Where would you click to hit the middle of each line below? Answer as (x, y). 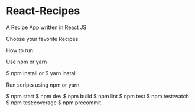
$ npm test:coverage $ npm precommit (54, 103)
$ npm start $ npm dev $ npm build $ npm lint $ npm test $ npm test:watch (97, 96)
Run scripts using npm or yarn (43, 85)
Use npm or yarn (27, 62)
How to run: (20, 50)
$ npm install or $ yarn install (41, 73)
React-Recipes (43, 11)
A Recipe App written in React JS (46, 27)
